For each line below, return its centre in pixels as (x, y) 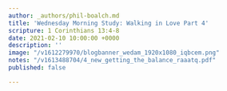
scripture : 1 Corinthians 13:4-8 (64, 30)
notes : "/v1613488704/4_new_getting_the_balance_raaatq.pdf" (112, 61)
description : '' (35, 45)
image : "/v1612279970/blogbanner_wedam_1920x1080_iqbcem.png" (114, 53)
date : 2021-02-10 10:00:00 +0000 (64, 38)
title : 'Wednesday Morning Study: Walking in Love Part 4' (109, 23)
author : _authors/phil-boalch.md (64, 16)
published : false (37, 68)
